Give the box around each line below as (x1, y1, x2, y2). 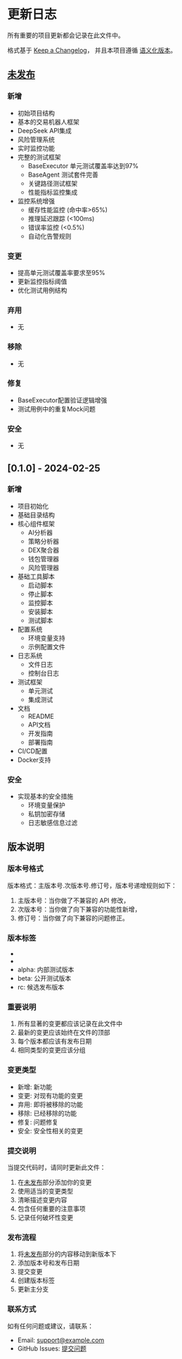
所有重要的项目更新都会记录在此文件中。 (7, 31, 124, 39)
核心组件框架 (17, 519, 55, 528)
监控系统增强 (17, 196, 55, 205)
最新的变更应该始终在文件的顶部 (17, 1028, 110, 1037)
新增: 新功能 (17, 1083, 53, 1091)
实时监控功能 (17, 143, 55, 152)
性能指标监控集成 (27, 188, 78, 196)
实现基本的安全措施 (17, 792, 74, 800)
